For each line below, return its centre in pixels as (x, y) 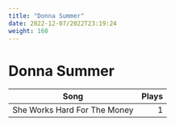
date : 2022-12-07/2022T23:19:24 (62, 23)
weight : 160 (28, 31)
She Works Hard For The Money (73, 110)
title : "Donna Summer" (46, 16)
